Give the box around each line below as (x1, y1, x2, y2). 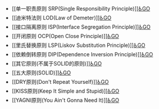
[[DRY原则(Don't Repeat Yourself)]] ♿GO (11, 79, 109, 85)
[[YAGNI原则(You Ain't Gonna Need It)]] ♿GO (11, 97, 120, 104)
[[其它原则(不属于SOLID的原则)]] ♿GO (11, 60, 102, 67)
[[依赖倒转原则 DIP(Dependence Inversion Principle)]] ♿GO (11, 51, 153, 57)
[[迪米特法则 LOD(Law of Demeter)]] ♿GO (11, 14, 112, 21)
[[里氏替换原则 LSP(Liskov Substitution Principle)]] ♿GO (11, 42, 145, 49)
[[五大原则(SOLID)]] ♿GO (11, 69, 71, 76)
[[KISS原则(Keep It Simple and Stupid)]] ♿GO (11, 87, 120, 94)
